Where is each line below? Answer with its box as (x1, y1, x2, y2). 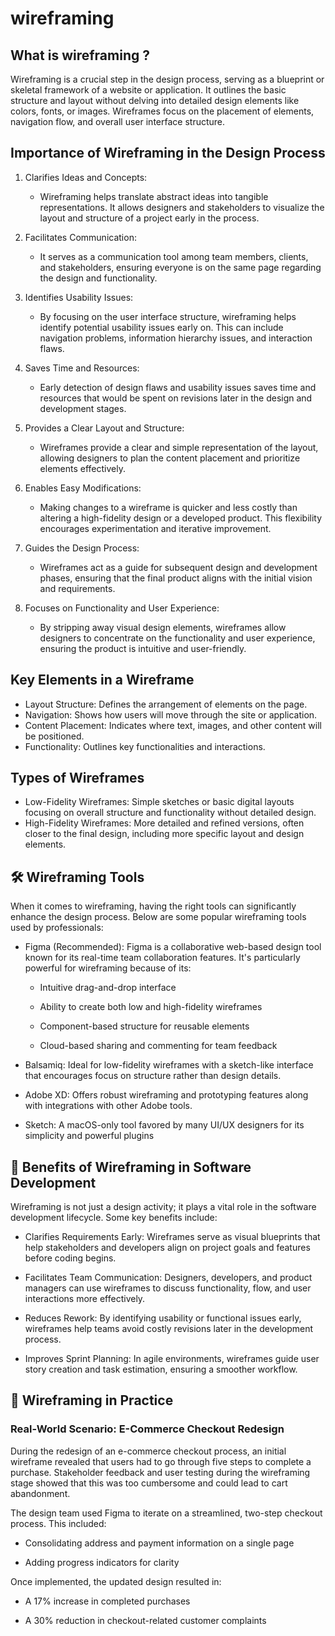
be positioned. (24, 730, 85, 742)
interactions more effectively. (24, 1293, 146, 1305)
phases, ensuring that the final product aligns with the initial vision (39, 572, 313, 584)
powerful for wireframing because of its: (24, 962, 192, 974)
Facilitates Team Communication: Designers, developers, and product (24, 1272, 313, 1284)
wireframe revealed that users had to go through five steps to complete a (10, 1455, 312, 1467)
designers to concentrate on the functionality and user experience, (39, 632, 316, 644)
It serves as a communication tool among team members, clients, (39, 250, 309, 262)
